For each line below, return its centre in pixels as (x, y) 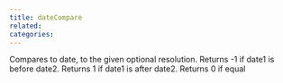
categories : (32, 34)
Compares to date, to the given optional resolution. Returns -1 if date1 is (142, 60)
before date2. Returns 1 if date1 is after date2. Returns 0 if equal (128, 69)
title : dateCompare (46, 17)
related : (26, 26)
